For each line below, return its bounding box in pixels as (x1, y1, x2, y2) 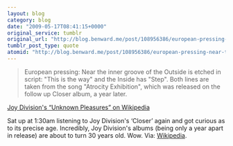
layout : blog (7, 10, 45, 17)
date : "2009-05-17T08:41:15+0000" (7, 23, 107, 30)
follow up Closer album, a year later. (24, 89, 128, 98)
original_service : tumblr (7, 29, 82, 37)
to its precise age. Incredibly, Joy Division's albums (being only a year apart (7, 124, 224, 132)
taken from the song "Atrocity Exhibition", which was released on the (24, 82, 221, 91)
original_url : (7, 36, 49, 43)
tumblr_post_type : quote (7, 42, 79, 49)
